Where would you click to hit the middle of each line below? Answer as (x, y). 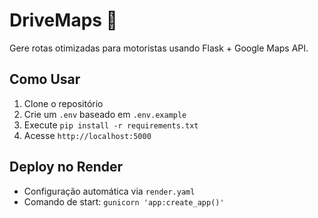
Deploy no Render (66, 167)
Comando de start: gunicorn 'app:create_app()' (124, 201)
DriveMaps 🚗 (63, 20)
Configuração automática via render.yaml (109, 191)
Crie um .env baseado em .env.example (105, 114)
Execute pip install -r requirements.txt (111, 125)
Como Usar (45, 79)
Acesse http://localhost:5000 (87, 135)
